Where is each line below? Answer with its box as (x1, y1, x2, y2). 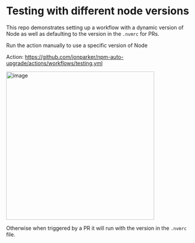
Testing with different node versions (6, 4, 189, 18)
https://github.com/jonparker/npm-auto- (24, 53, 124, 60)
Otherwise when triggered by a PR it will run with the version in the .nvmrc (6, 225, 187, 232)
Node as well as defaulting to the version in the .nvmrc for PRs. (6, 30, 159, 37)
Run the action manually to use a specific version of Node (6, 42, 148, 49)
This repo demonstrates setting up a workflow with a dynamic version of (6, 24, 184, 31)
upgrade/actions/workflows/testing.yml (6, 60, 103, 67)
